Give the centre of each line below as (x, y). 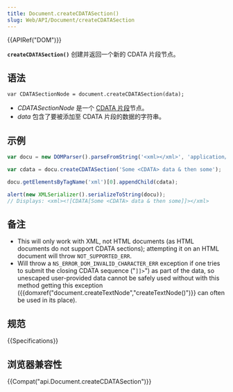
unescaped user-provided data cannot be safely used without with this (118, 278)
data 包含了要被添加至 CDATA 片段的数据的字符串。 (91, 117)
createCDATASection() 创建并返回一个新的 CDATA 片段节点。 (93, 54)
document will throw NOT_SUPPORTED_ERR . (75, 256)
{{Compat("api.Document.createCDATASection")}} (79, 381)
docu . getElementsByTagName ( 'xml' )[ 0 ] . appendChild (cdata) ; (93, 182)
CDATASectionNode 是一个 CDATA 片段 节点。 (83, 108)
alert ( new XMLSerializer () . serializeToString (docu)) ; (87, 195)
